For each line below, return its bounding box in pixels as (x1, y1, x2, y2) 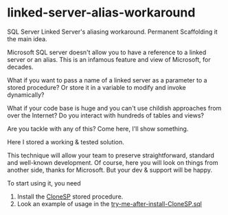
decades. (7, 63, 34, 71)
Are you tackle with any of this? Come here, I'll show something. (7, 124, 189, 133)
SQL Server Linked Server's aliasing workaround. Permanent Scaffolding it (7, 27, 218, 36)
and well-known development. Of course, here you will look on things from (7, 158, 218, 166)
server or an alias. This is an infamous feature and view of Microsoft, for (7, 55, 211, 63)
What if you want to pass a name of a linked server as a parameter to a (7, 76, 207, 84)
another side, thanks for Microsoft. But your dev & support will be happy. (7, 166, 213, 174)
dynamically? (7, 91, 45, 99)
